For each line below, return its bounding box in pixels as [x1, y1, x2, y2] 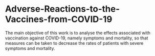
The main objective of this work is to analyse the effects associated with [5, 30, 151, 36]
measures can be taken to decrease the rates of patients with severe [5, 40, 144, 46]
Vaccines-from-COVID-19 [5, 14, 112, 25]
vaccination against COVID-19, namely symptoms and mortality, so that [5, 35, 148, 41]
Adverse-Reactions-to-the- [5, 3, 120, 15]
